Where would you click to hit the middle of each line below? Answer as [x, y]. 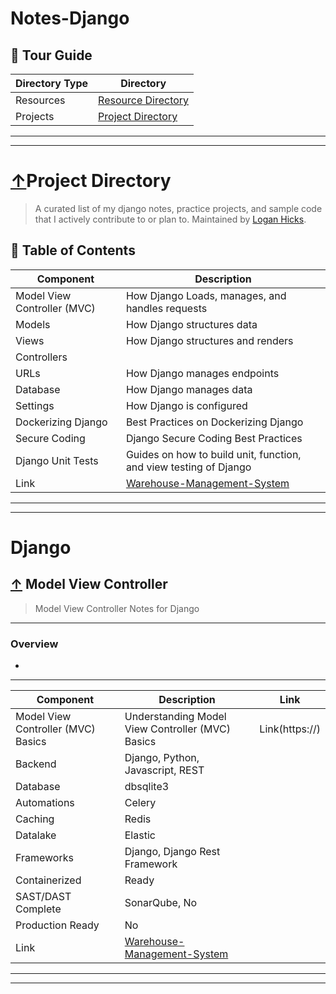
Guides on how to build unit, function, [213, 454]
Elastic [140, 835]
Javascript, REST [164, 770]
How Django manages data [189, 389]
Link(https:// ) [290, 729]
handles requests [166, 308]
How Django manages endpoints [202, 373]
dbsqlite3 [147, 787]
